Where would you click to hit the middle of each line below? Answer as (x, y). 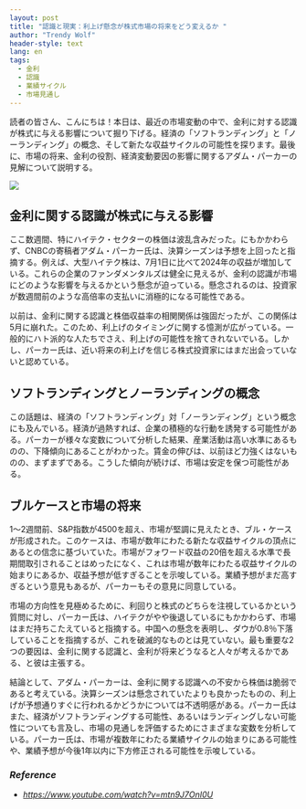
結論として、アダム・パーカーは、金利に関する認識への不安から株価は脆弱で (153, 682)
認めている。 (49, 362)
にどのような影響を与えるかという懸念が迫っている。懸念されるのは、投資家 (153, 285)
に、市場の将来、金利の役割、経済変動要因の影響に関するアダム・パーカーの (153, 155)
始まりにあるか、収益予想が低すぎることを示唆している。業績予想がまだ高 (149, 574)
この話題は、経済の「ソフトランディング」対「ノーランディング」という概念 (153, 417)
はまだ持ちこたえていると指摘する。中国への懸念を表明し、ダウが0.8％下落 (152, 628)
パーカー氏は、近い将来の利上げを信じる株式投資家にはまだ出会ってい (157, 350)
